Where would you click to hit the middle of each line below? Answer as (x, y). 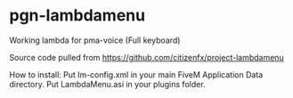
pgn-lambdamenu (77, 16)
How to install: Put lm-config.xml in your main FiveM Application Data (136, 74)
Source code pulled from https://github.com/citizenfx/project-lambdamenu (146, 57)
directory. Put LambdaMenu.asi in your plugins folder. (108, 84)
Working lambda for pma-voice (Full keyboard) (95, 40)
